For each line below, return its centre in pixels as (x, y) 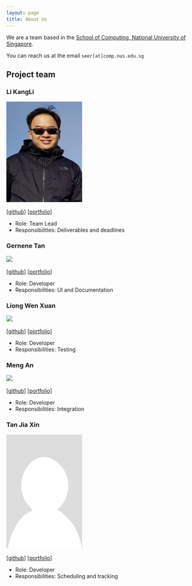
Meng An (20, 365)
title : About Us (27, 19)
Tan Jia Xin (23, 425)
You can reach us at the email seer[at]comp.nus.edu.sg (75, 55)
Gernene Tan (26, 246)
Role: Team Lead (36, 224)
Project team (31, 74)
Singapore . (20, 44)
